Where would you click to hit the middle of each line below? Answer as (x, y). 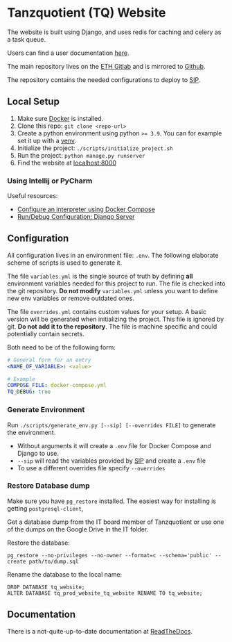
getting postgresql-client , (45, 508)
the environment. (32, 432)
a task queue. (27, 39)
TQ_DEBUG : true (29, 392)
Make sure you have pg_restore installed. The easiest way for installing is (112, 501)
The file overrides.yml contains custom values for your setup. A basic (107, 311)
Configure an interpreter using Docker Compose (86, 209)
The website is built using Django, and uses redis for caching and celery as (114, 32)
